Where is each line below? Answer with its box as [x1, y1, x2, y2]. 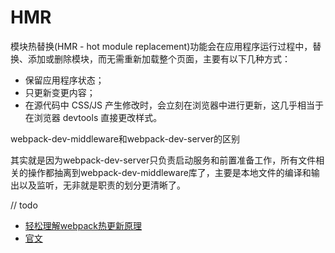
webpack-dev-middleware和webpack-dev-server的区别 [10, 132, 241, 145]
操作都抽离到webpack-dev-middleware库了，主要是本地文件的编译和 [27, 166, 312, 178]
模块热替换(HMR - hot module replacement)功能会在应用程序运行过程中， [10, 40, 313, 52]
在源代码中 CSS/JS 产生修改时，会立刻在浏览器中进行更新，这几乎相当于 [24, 99, 325, 111]
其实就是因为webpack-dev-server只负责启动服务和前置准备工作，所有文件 [10, 154, 317, 166]
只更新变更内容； [24, 86, 96, 98]
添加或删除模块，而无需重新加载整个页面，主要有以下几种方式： [27, 52, 291, 65]
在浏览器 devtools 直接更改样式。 [24, 111, 163, 123]
